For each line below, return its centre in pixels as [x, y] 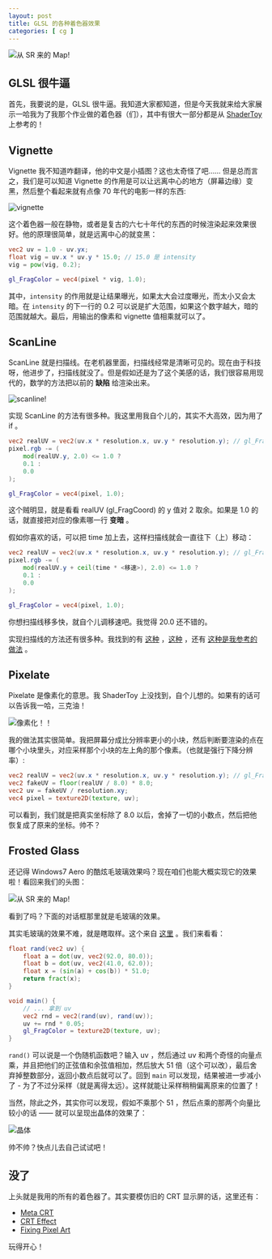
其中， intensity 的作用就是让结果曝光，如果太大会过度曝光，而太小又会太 [132, 296]
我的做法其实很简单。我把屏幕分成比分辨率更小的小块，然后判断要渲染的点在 [136, 740]
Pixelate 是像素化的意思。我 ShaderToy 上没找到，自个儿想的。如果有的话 [131, 696]
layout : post [30, 16]
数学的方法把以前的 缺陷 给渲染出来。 [92, 383]
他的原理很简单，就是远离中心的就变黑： [90, 234]
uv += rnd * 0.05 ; [54, 1023]
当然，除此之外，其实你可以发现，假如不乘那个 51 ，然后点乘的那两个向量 [131, 1103]
